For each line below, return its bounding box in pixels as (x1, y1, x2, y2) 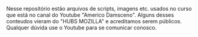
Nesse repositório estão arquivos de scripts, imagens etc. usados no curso (6, 5, 192, 12)
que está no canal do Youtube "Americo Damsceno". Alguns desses (6, 11, 175, 18)
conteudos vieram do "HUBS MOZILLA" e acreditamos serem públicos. (6, 18, 182, 24)
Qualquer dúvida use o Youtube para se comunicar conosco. (6, 24, 157, 31)
